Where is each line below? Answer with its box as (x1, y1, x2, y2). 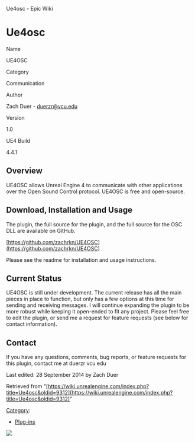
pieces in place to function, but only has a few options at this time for (6, 296, 174, 303)
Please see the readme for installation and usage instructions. (6, 256, 157, 263)
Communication (6, 79, 45, 87)
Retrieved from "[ (6, 383, 48, 390)
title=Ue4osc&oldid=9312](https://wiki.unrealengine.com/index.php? (6, 389, 173, 396)
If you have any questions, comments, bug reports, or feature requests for (6, 354, 187, 361)
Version (6, 114, 25, 121)
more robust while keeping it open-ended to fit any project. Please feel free (6, 308, 190, 315)
